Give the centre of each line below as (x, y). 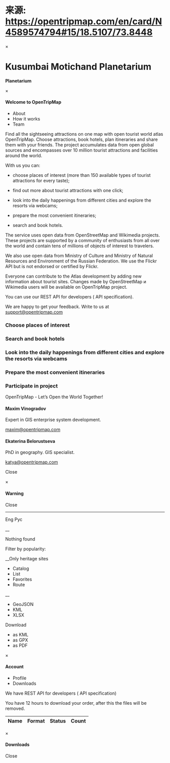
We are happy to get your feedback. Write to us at (57, 307)
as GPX (20, 640)
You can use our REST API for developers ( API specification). (70, 297)
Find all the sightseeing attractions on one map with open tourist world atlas (84, 134)
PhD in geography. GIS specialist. (40, 452)
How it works (26, 119)
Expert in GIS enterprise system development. (53, 420)
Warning (14, 493)
